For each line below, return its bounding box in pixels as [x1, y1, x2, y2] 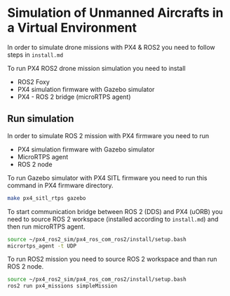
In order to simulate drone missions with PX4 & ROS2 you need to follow [7, 43, 215, 51]
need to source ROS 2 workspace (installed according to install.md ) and [7, 215, 219, 223]
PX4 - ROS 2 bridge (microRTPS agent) [17, 93, 131, 101]
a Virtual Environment [7, 20, 137, 36]
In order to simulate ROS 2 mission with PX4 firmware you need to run [7, 131, 210, 140]
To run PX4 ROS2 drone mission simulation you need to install [7, 64, 186, 72]
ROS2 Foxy [17, 77, 50, 86]
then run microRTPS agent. [7, 222, 86, 231]
